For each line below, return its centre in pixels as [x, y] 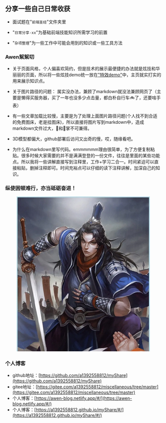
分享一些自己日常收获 [38, 9]
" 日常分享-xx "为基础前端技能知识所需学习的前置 [60, 32]
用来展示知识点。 [30, 81]
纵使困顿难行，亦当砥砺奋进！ [41, 188]
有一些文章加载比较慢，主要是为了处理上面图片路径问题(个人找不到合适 [85, 116]
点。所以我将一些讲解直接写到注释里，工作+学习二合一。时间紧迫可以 [83, 162]
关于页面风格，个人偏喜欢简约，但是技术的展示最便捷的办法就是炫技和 [84, 69]
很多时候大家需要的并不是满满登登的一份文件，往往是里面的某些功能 [90, 156]
